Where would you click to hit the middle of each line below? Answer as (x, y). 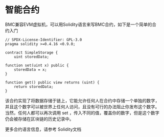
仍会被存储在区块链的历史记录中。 (39, 119)
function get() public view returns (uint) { (52, 82)
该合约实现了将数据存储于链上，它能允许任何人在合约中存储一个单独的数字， (82, 100)
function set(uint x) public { (37, 65)
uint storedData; (32, 57)
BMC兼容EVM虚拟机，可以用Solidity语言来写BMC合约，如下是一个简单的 (79, 24)
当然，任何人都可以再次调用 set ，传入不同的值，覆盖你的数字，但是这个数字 (82, 113)
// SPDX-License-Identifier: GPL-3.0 (44, 39)
